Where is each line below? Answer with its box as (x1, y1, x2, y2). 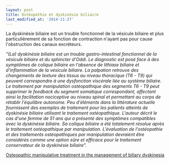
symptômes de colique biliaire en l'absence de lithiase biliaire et (6, 62, 140, 68)
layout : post (6, 7, 33, 13)
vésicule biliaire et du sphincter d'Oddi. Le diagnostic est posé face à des (6, 57, 159, 63)
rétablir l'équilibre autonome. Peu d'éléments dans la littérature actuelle (6, 99, 155, 105)
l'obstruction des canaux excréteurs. (6, 41, 82, 47)
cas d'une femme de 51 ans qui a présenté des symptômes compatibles (6, 116, 156, 122)
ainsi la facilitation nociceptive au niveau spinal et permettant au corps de (6, 94, 161, 100)
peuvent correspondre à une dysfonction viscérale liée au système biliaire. (6, 78, 162, 84)
